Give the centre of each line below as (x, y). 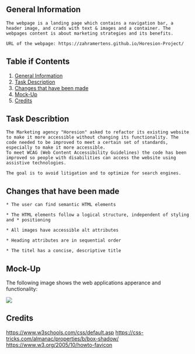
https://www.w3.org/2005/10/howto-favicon (59, 345)
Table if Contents (38, 62)
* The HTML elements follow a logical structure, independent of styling (98, 215)
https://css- (130, 332)
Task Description (35, 82)
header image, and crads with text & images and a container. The (88, 28)
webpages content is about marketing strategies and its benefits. (90, 33)
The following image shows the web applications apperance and (83, 283)
